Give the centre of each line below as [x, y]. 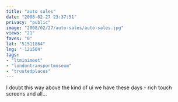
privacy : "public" [28, 22]
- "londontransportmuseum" [39, 66]
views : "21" [20, 33]
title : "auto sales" [31, 11]
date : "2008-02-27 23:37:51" [41, 17]
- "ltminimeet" [25, 60]
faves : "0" [19, 38]
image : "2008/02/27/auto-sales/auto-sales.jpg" [65, 28]
